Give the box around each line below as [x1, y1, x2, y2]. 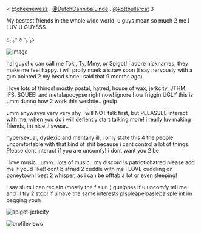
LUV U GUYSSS [6, 24, 46, 30]
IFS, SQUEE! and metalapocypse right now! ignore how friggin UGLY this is [6, 91, 193, 98]
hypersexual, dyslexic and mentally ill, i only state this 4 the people [6, 134, 174, 141]
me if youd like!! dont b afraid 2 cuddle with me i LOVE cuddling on [6, 165, 173, 172]
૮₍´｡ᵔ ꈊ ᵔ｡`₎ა [6, 36, 35, 43]
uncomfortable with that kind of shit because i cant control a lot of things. [6, 141, 190, 148]
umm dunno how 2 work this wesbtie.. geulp [6, 97, 117, 105]
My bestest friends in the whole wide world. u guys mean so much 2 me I [6, 17, 190, 24]
